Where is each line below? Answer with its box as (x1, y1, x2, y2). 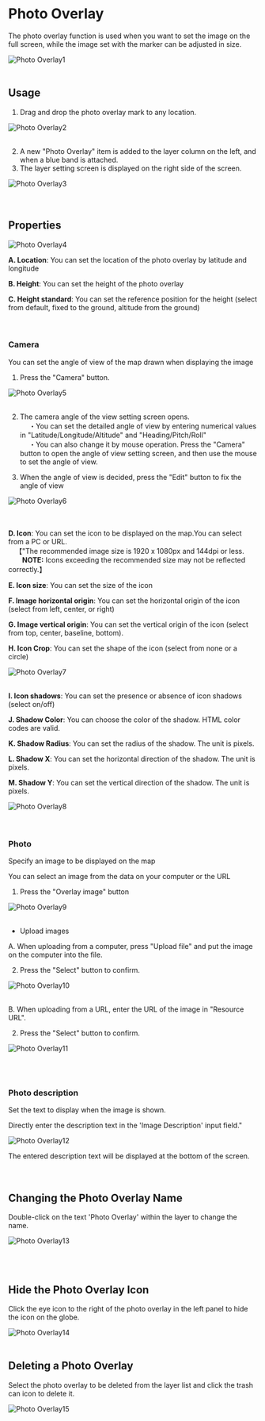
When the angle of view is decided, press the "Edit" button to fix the (19, 472, 242, 482)
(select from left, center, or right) (8, 604, 115, 613)
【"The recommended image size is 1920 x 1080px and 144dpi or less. (15, 546, 245, 555)
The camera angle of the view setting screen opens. (19, 412, 190, 421)
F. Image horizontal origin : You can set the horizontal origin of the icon (8, 596, 240, 605)
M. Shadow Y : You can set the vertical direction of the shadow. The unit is (8, 778, 250, 787)
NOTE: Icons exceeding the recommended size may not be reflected (22, 555, 246, 564)
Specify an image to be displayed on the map (8, 856, 156, 866)
